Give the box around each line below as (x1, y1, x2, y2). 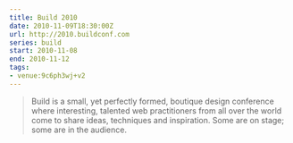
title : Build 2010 (9, 13, 78, 22)
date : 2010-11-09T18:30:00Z (9, 21, 114, 30)
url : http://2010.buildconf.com (9, 29, 130, 38)
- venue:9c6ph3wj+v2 (9, 71, 87, 80)
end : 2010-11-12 (9, 55, 70, 63)
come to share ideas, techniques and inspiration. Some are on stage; (30, 114, 284, 125)
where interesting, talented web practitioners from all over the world (30, 105, 282, 116)
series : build (9, 38, 63, 47)
